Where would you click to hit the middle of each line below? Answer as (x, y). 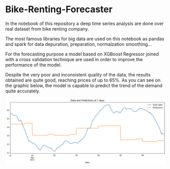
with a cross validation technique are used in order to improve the (74, 59)
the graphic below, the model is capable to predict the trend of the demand (84, 86)
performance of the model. (34, 65)
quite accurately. (23, 91)
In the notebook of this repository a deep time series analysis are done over (84, 23)
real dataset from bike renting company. (47, 29)
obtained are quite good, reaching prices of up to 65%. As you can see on (83, 80)
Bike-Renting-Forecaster (59, 9)
